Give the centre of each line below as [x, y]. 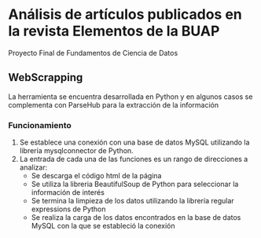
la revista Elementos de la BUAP [114, 31]
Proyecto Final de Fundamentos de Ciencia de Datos [93, 53]
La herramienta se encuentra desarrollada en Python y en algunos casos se [130, 97]
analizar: [33, 167]
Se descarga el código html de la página [96, 176]
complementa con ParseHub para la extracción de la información [113, 104]
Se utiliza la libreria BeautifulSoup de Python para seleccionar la [135, 184]
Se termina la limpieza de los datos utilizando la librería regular [132, 201]
